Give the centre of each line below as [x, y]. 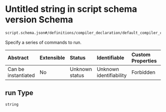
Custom [141, 55]
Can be [16, 69]
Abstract [18, 57]
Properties [144, 60]
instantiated [21, 75]
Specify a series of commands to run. [43, 42]
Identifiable [110, 57]
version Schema [39, 20]
